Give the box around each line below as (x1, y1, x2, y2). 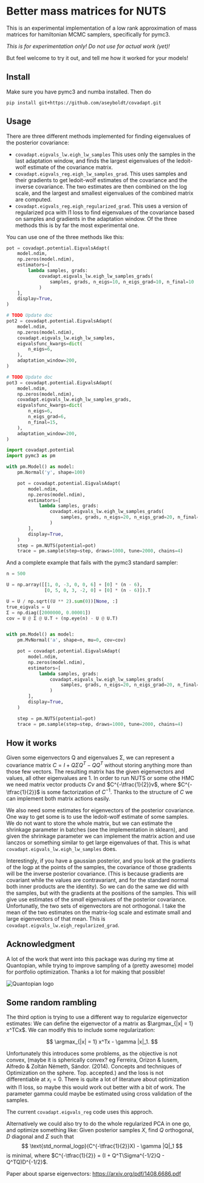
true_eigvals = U (6, 604, 50, 610)
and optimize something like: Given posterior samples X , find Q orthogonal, (6, 1127, 194, 1134)
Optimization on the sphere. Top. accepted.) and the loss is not (6, 1069, 164, 1077)
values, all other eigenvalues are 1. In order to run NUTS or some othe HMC (6, 775, 195, 782)
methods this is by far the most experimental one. (15, 222, 140, 229)
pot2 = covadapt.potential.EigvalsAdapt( (6, 318, 113, 324)
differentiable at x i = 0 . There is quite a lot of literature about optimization (6, 1076, 189, 1085)
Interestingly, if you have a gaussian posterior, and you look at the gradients (6, 857, 196, 864)
